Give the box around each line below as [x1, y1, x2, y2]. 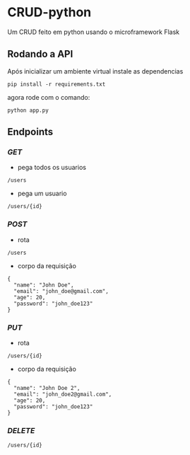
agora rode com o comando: [7, 93, 90, 101]
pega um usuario [17, 189, 67, 198]
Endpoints [7, 126, 54, 138]
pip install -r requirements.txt [7, 81, 106, 88]
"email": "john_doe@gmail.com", [13, 287, 109, 294]
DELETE [7, 425, 35, 435]
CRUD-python [7, 4, 92, 21]
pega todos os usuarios [17, 163, 87, 172]
